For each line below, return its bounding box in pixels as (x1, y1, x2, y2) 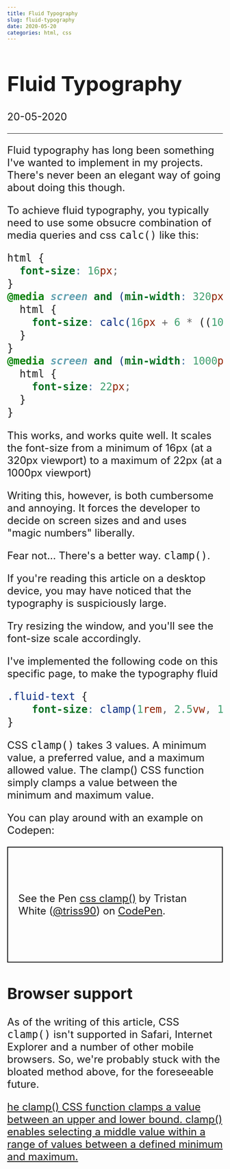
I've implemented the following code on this (7, 654, 218, 668)
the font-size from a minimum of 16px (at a (7, 441, 212, 454)
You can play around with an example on (7, 811, 203, 824)
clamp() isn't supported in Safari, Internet (7, 1028, 213, 1041)
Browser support (7, 983, 133, 1003)
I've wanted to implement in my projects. (7, 156, 203, 169)
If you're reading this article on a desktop (7, 571, 206, 585)
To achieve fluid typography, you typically (7, 203, 209, 217)
